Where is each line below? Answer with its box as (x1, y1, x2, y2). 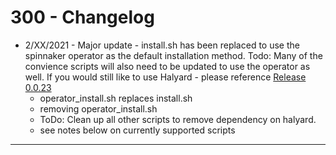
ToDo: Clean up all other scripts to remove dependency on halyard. (39, 113, 317, 125)
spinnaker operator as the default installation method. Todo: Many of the (24, 49, 323, 61)
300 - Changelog (10, 6, 155, 29)
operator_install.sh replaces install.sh (39, 92, 193, 104)
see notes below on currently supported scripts (39, 124, 236, 136)
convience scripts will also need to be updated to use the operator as (24, 60, 311, 72)
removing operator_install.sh (39, 102, 158, 115)
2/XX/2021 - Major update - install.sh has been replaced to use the (24, 39, 300, 51)
